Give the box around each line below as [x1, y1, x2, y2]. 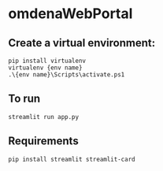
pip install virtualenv [8, 57, 87, 65]
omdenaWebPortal [8, 5, 133, 23]
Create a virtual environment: [8, 36, 156, 50]
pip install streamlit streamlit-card [8, 155, 135, 163]
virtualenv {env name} [8, 64, 83, 72]
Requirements [8, 135, 79, 148]
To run [8, 92, 41, 106]
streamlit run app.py [8, 113, 80, 121]
